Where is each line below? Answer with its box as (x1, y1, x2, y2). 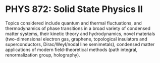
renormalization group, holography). (5, 51, 81, 58)
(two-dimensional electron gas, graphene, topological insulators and (5, 36, 147, 42)
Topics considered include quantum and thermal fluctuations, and (5, 20, 142, 26)
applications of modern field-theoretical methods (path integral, (5, 46, 138, 52)
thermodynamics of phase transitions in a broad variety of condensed (5, 25, 150, 31)
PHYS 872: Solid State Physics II (5, 3, 143, 15)
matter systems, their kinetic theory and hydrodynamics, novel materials (5, 30, 155, 36)
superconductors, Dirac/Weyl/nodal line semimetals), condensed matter (5, 41, 155, 47)
